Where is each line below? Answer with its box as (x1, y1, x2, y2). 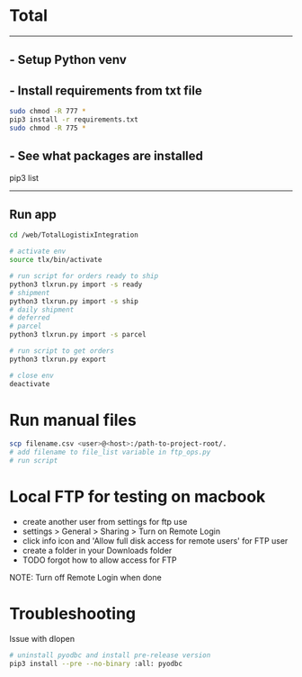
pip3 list (9, 172, 39, 183)
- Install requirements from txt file (9, 83, 202, 98)
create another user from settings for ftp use (22, 517, 188, 528)
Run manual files (9, 410, 137, 430)
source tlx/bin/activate (9, 256, 102, 265)
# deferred (9, 313, 50, 322)
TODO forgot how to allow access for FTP (22, 555, 177, 565)
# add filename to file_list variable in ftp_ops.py (9, 447, 211, 457)
